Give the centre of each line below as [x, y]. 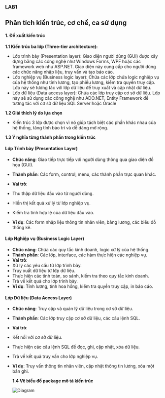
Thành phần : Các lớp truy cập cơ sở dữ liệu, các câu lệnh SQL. [76, 318]
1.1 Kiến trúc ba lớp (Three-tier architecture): [51, 46]
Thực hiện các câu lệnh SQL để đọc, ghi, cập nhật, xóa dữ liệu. [76, 347]
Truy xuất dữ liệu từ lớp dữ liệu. [44, 271]
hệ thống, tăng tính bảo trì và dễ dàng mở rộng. [60, 127]
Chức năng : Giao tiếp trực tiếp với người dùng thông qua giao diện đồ [83, 159]
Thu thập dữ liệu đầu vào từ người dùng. [53, 193]
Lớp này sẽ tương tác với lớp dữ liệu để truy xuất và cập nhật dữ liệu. [82, 87]
